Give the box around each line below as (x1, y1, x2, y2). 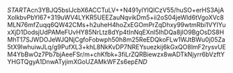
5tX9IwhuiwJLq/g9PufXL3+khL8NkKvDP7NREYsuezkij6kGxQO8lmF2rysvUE (7, 43, 226, 51)
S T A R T (7, 6, 27, 14)
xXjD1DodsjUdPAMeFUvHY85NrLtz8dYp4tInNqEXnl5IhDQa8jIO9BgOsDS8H (7, 28, 225, 36)
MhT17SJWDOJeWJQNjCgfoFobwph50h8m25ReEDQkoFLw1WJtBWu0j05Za (7, 35, 226, 44)
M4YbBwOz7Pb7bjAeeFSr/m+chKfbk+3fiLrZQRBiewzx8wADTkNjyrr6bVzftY (7, 50, 225, 58)
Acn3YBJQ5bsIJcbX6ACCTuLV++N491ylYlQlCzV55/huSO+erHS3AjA (26, 6, 225, 14)
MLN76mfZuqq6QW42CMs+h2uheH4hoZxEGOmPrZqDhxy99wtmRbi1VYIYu (7, 21, 226, 29)
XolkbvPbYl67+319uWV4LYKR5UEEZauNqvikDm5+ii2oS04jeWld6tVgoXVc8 (7, 13, 224, 22)
